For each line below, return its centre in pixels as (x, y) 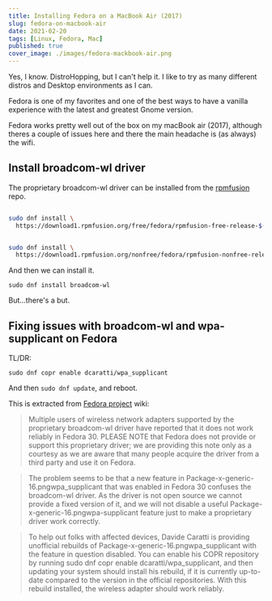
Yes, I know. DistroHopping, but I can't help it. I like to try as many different (133, 77)
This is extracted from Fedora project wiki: (79, 404)
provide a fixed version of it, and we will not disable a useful (128, 504)
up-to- (250, 572)
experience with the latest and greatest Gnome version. (101, 109)
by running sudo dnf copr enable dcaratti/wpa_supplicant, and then (140, 563)
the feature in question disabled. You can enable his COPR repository (143, 554)
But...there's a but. (39, 300)
